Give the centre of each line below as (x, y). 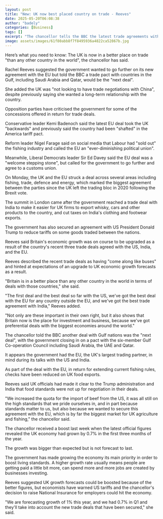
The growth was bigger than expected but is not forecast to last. (69, 448)
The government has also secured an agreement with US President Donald (80, 227)
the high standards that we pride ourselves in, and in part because (71, 404)
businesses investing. (27, 473)
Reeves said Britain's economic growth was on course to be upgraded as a (80, 242)
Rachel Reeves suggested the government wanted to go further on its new (79, 69)
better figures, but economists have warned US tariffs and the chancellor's (80, 487)
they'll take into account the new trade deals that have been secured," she (79, 507)
